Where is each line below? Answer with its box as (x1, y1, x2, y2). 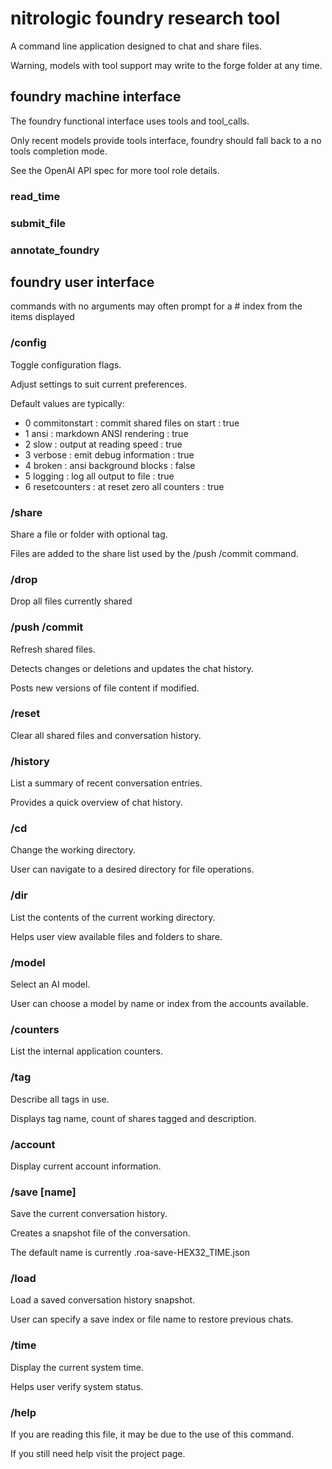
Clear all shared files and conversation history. (10, 729, 202, 741)
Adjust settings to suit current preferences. (10, 378, 187, 390)
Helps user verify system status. (10, 1380, 144, 1392)
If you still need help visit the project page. (10, 1448, 186, 1460)
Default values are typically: (10, 397, 125, 409)
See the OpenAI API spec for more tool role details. (10, 164, 220, 176)
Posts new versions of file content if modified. (10, 682, 200, 694)
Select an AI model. (10, 978, 91, 990)
